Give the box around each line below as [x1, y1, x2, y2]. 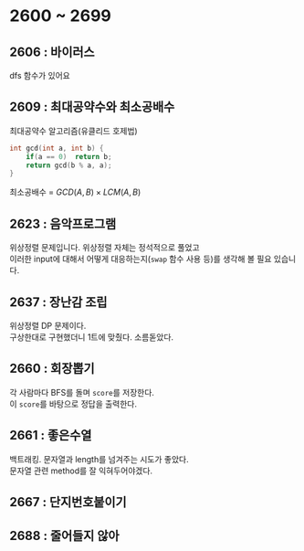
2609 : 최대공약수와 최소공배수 [9, 100, 175, 115]
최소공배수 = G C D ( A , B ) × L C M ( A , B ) [9, 186, 142, 197]
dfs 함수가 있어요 [9, 70, 70, 80]
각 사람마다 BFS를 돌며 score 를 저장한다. [9, 387, 155, 397]
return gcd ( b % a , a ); [26, 161, 112, 170]
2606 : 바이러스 [9, 44, 95, 59]
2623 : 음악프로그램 [9, 216, 117, 231]
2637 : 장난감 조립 [9, 294, 108, 310]
